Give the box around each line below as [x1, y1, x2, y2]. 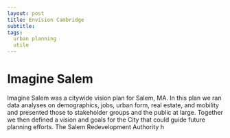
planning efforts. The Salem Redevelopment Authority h [7, 122, 165, 130]
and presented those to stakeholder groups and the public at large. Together [7, 108, 224, 116]
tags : [7, 29, 23, 36]
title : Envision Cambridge [7, 16, 84, 23]
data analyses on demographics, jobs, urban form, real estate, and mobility [7, 100, 220, 109]
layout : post [7, 10, 45, 17]
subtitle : [7, 23, 36, 29]
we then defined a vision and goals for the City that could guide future [7, 115, 206, 124]
